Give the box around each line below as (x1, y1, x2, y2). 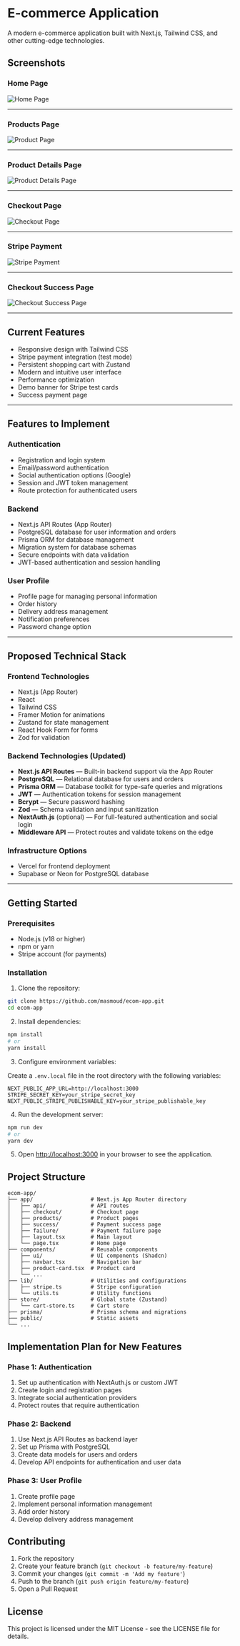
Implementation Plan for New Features (7, 1340, 182, 1352)
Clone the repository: (17, 984, 81, 993)
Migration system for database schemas (17, 542, 137, 551)
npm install (7, 1031, 43, 1038)
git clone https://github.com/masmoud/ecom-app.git (7, 998, 164, 1005)
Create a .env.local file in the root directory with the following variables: (7, 1071, 221, 1080)
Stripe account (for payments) (17, 950, 107, 958)
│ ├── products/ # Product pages (7, 1215, 139, 1222)
